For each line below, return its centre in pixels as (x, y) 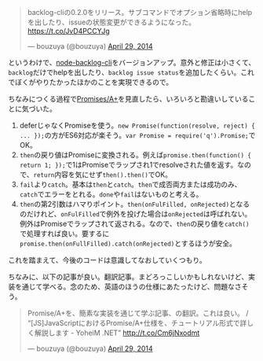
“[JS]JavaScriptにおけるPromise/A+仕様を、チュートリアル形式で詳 (137, 323)
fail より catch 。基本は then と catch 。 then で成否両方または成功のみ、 (130, 184)
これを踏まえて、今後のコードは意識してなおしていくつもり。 (107, 260)
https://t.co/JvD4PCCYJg (68, 31)
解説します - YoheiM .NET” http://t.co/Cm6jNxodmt (117, 333)
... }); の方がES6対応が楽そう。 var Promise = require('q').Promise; (134, 135)
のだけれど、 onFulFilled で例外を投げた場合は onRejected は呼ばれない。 (135, 214)
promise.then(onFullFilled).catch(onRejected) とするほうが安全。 (128, 243)
